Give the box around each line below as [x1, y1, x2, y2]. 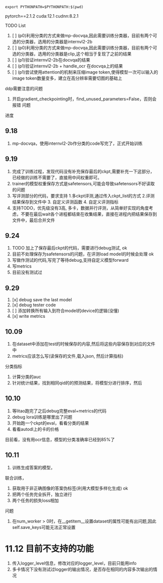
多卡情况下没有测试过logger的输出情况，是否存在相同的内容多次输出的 [12, 566, 153, 572]
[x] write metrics [12, 313, 45, 319]
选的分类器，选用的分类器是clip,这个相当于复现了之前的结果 [12, 51, 132, 57]
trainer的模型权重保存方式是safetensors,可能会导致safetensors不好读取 [12, 180, 155, 186]
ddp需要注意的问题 [5, 86, 43, 91]
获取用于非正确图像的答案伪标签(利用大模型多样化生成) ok [12, 485, 128, 491]
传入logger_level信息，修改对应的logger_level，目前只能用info [12, 560, 137, 566]
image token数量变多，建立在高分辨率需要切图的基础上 [12, 76, 123, 81]
